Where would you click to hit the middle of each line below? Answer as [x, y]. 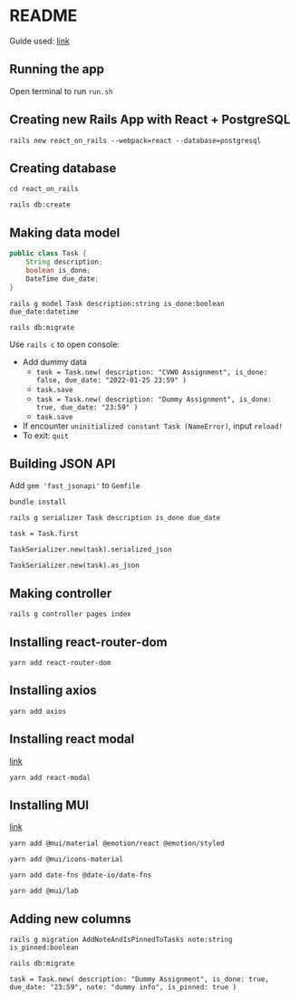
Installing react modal [72, 739]
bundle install [38, 502]
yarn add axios [38, 711]
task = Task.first [44, 534]
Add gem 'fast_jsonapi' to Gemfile [75, 486]
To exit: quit [46, 435]
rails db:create [40, 205]
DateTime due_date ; [63, 279]
